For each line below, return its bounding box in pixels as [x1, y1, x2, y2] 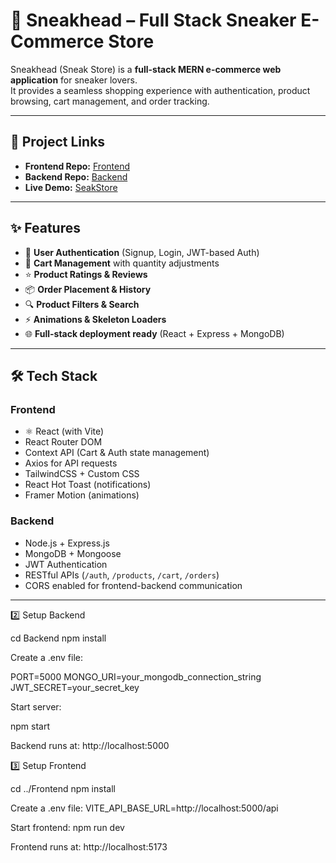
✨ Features [10, 220, 81, 237]
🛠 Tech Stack [10, 367, 98, 384]
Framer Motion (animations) [24, 489, 140, 501]
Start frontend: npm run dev [10, 821, 125, 833]
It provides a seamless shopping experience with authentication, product [10, 84, 311, 96]
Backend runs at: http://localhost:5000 [10, 739, 170, 751]
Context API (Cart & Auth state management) [24, 447, 210, 459]
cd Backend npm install [10, 632, 107, 644]
